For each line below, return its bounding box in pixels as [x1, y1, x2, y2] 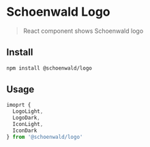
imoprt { [6, 102, 31, 109]
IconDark [12, 127, 37, 134]
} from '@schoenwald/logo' [6, 133, 83, 140]
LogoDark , [12, 114, 40, 122]
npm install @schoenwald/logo [6, 64, 93, 72]
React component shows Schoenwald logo [22, 27, 144, 35]
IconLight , [12, 121, 44, 128]
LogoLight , [12, 108, 44, 115]
